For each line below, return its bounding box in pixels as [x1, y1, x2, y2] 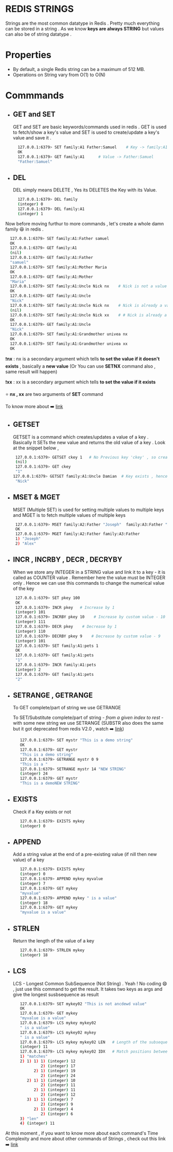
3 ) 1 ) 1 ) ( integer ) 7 [26, 1097, 74, 1102]
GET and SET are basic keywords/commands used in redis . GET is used [12, 124, 167, 130]
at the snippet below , [12, 445, 59, 451]
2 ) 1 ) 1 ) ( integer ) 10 [26, 1078, 76, 1083]
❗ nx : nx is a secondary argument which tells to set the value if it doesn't [5, 356, 160, 362]
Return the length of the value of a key [12, 938, 94, 944]
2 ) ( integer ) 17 [40, 1063, 76, 1069]
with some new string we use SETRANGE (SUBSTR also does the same [12, 720, 164, 726]
